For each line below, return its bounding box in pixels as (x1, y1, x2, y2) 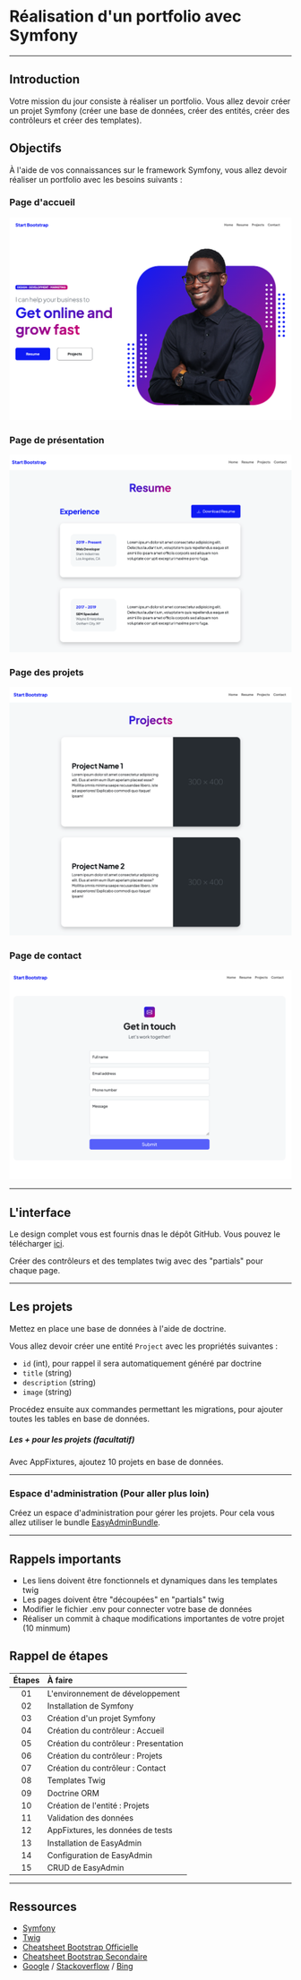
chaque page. (9, 1265, 61, 1276)
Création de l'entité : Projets (47, 1800, 150, 1811)
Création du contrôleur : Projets (47, 1750, 163, 1761)
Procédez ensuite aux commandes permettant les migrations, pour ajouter (9, 1403, 284, 1414)
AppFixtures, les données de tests (47, 1825, 173, 1836)
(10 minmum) (21, 1623, 72, 1633)
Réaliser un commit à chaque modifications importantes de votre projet (21, 1613, 285, 1624)
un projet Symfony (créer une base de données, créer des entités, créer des (9, 105, 290, 116)
